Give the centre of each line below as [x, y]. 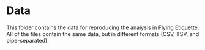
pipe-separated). [28, 40]
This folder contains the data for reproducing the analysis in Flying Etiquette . [103, 27]
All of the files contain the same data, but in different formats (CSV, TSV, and [103, 34]
